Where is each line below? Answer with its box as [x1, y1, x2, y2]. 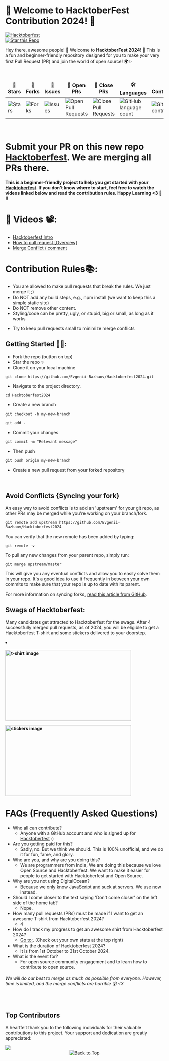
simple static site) [12, 300, 49, 306]
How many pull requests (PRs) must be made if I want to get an [12, 910, 143, 916]
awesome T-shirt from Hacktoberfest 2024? [12, 915, 104, 922]
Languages [119, 89, 147, 96]
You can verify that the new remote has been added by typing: [5, 533, 135, 539]
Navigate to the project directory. [12, 383, 81, 389]
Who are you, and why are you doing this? [12, 857, 100, 863]
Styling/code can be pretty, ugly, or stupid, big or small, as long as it [12, 310, 154, 316]
